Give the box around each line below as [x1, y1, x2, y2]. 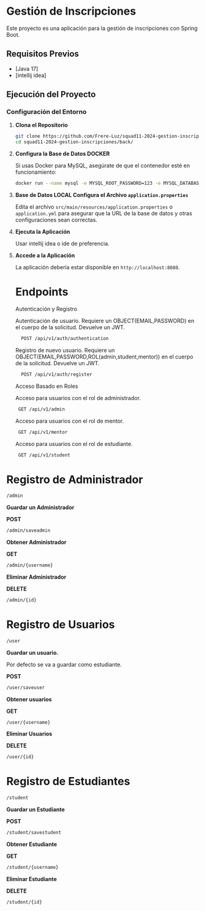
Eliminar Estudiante [6, 875, 57, 882]
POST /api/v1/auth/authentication [21, 335, 109, 341]
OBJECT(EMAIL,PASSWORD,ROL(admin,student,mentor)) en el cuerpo [15, 353, 194, 360]
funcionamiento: [15, 168, 57, 176]
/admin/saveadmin [6, 527, 51, 534]
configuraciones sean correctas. [15, 216, 98, 224]
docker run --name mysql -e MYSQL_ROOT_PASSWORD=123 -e [15, 180, 161, 187]
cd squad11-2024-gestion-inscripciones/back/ [15, 139, 133, 145]
